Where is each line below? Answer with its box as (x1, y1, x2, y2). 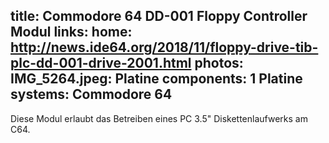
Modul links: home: (10, 24, 133, 41)
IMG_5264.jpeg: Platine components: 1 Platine (10, 70, 303, 88)
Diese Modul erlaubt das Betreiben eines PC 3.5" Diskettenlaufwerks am (10, 112, 308, 124)
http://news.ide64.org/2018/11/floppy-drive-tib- (10, 39, 319, 56)
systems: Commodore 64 (10, 86, 173, 103)
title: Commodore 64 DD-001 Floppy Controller (10, 8, 308, 25)
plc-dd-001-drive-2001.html (10, 55, 192, 72)
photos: (194, 55, 244, 72)
